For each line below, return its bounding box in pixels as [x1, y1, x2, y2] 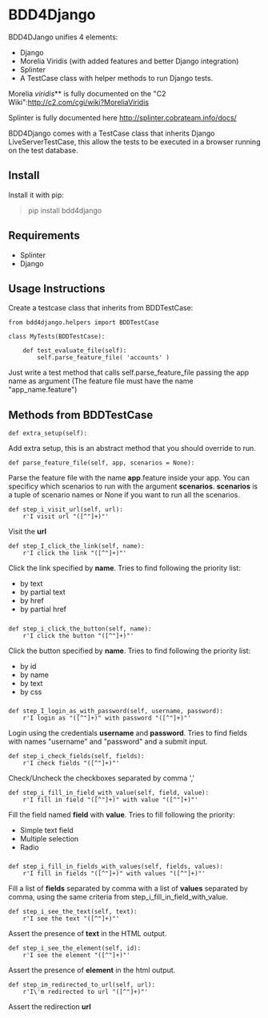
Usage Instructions [8, 282, 106, 295]
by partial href [19, 604, 66, 614]
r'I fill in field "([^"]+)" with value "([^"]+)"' [22, 796, 198, 804]
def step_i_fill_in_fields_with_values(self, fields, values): [8, 862, 224, 871]
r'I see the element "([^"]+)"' [22, 951, 130, 959]
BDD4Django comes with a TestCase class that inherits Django [8, 128, 215, 138]
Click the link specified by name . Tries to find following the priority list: [8, 563, 242, 573]
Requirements [8, 229, 80, 242]
